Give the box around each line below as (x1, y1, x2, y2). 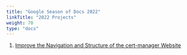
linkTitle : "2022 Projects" (6, 14, 77, 20)
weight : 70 (6, 20, 34, 26)
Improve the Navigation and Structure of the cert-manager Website (14, 42, 182, 49)
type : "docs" (6, 25, 39, 32)
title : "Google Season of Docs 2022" (6, 8, 101, 15)
